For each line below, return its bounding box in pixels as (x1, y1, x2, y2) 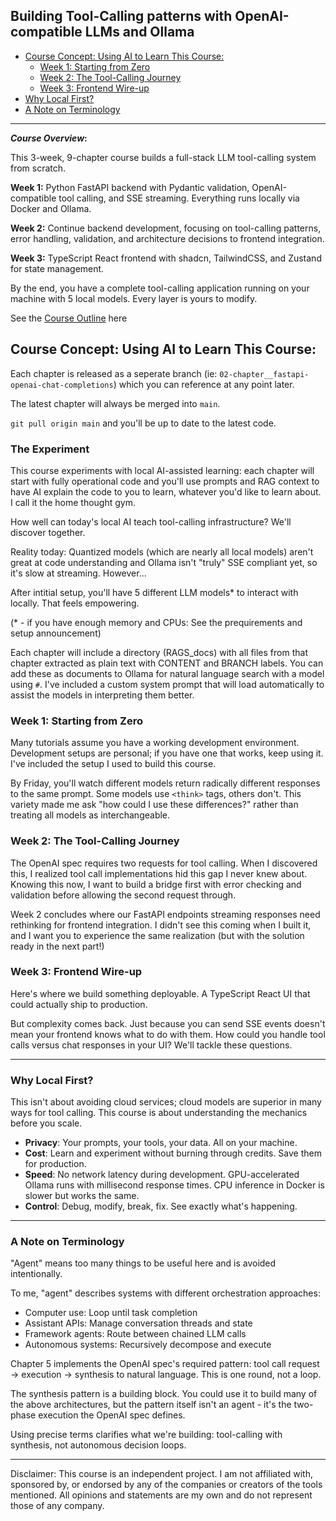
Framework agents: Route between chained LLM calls (24, 1328, 247, 1340)
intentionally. (10, 1268, 63, 1280)
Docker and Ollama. (10, 202, 92, 214)
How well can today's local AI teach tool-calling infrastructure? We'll (10, 515, 292, 528)
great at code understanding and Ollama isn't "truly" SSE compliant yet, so (10, 556, 318, 568)
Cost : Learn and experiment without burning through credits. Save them (24, 1147, 322, 1159)
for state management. (10, 262, 105, 274)
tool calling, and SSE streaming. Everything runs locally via (58, 192, 300, 204)
